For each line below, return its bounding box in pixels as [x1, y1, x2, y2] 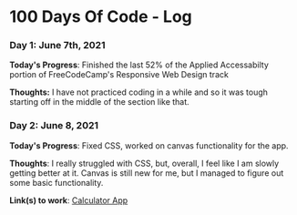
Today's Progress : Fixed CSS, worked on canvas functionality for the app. [9, 139, 289, 151]
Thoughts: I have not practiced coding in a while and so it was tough [9, 87, 269, 97]
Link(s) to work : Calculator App [9, 194, 128, 206]
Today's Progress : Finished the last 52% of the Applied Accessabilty [9, 59, 269, 70]
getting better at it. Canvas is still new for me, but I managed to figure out [9, 167, 284, 179]
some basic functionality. [9, 177, 104, 188]
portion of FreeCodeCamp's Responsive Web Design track [9, 69, 230, 80]
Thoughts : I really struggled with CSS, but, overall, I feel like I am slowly [9, 158, 280, 169]
